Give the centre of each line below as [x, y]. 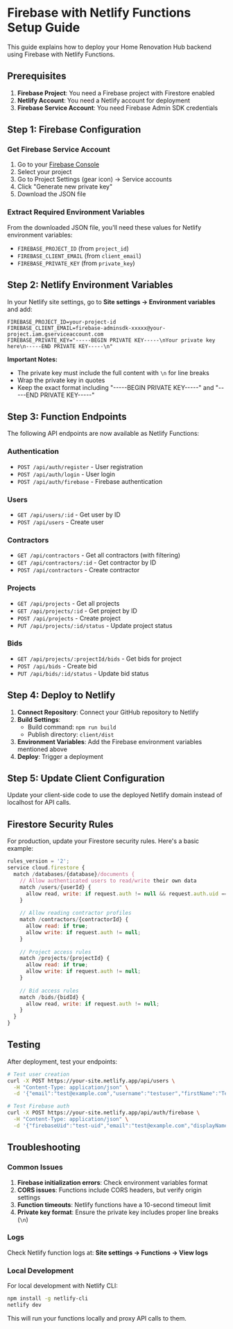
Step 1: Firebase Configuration [74, 130]
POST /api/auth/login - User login [66, 474]
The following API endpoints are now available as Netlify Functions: [103, 434]
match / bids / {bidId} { [52, 997]
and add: [20, 309]
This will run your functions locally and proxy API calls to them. [97, 1318]
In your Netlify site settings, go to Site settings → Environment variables [111, 301]
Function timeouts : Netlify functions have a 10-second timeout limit [114, 1204]
